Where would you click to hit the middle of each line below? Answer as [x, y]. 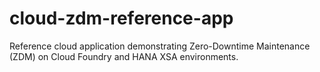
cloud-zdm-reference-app [121, 18]
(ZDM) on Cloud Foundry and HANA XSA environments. [124, 56]
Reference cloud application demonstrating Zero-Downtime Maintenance [160, 46]
